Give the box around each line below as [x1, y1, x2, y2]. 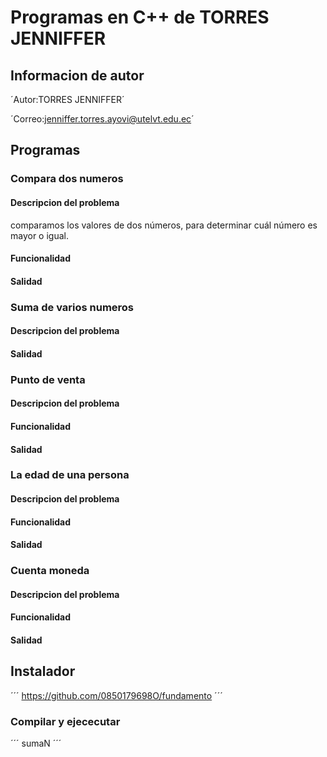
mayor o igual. [10, 229, 69, 241]
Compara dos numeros [10, 172, 124, 186]
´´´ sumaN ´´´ [10, 737, 62, 750]
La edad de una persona [10, 468, 130, 482]
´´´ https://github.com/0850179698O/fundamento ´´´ [10, 689, 223, 701]
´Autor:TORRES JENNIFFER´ [10, 94, 125, 105]
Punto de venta [10, 372, 86, 386]
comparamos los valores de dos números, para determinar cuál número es [10, 219, 318, 231]
